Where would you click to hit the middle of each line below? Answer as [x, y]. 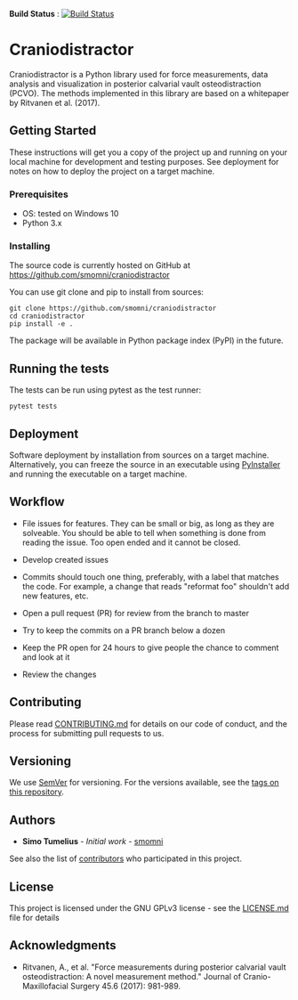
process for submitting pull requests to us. [87, 733]
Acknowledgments [63, 945]
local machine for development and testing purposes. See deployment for [144, 161]
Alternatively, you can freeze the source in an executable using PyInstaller [145, 464]
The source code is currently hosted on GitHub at [100, 265]
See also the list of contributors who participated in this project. [126, 858]
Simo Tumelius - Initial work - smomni [93, 841]
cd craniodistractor [48, 316]
